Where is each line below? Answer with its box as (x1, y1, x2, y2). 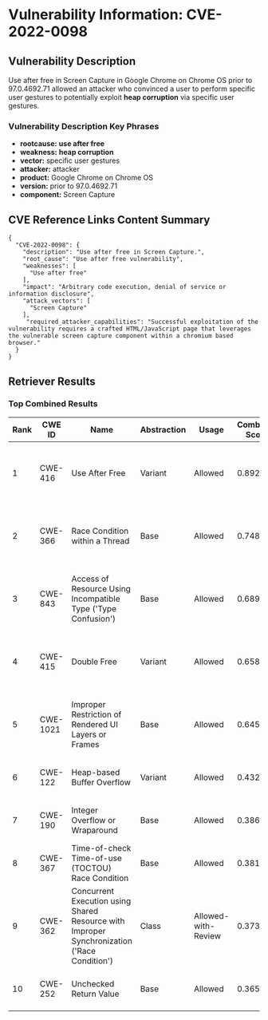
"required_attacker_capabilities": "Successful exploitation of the (26, 318, 259, 326)
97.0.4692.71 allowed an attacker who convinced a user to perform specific (8, 84, 256, 93)
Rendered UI (71, 718, 118, 729)
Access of (71, 573, 109, 584)
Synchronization (71, 935, 133, 947)
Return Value (71, 988, 120, 999)
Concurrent (71, 885, 114, 896)
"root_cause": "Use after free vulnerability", (22, 255, 183, 263)
